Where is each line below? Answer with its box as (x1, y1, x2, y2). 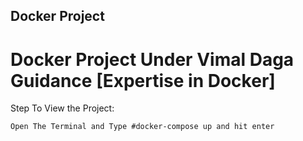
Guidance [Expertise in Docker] (10, 69, 276, 92)
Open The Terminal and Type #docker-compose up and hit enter (10, 122, 275, 132)
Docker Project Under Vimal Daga (10, 48, 295, 71)
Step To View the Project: (10, 102, 115, 114)
